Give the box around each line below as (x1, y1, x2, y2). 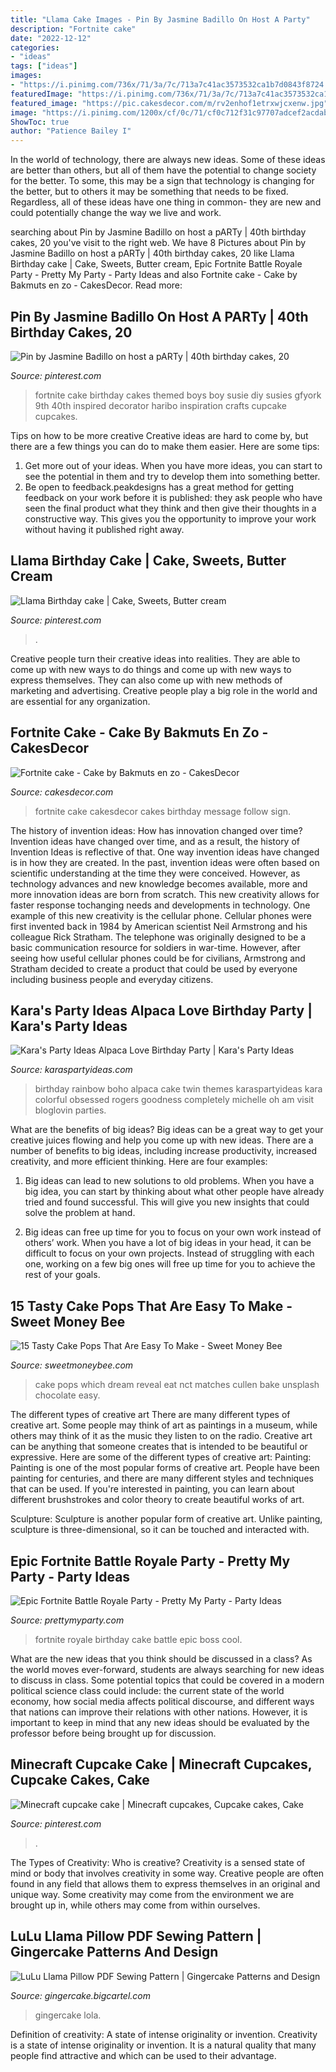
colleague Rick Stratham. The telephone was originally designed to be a (10, 931, 307, 943)
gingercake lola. (34, 2009, 102, 2021)
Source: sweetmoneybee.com (10, 1359, 134, 1371)
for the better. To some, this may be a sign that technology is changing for (10, 175, 315, 187)
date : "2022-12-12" (10, 33, 92, 43)
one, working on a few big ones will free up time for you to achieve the (24, 1258, 316, 1270)
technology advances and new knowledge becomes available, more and (10, 877, 308, 890)
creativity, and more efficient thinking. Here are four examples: (10, 1156, 268, 1168)
